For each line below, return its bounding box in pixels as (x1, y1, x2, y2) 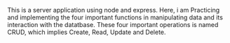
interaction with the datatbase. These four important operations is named (7, 21, 219, 28)
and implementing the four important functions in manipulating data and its (7, 13, 223, 21)
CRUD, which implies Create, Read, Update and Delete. (7, 28, 166, 36)
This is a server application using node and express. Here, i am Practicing (7, 6, 220, 14)
